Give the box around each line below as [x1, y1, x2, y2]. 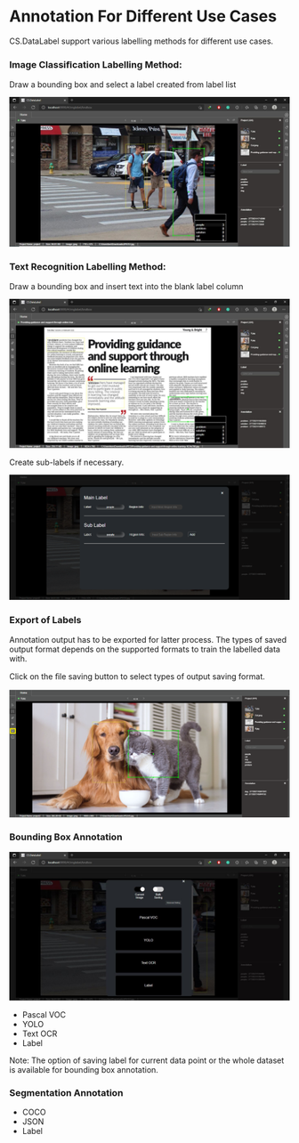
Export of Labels [9, 614, 82, 627]
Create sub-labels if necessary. [9, 457, 125, 467]
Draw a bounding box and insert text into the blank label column [9, 280, 244, 291]
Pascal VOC [21, 1009, 67, 1020]
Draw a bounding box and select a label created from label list [9, 79, 237, 90]
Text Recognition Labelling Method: [9, 261, 166, 273]
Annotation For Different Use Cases [9, 6, 278, 27]
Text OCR [21, 1028, 58, 1039]
